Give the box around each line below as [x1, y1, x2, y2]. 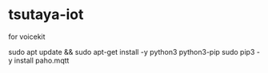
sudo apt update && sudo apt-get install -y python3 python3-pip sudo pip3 [8, 47, 255, 56]
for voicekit [8, 32, 46, 41]
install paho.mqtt [14, 56, 70, 65]
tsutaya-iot [8, 6, 84, 24]
